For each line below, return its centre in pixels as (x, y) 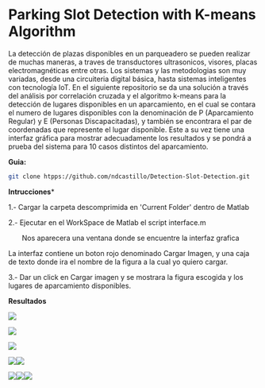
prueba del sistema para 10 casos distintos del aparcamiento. (108, 146)
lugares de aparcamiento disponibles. (70, 285)
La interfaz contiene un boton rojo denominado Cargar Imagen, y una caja (129, 253)
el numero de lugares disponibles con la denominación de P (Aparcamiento (131, 112)
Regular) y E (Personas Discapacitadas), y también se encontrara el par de (130, 121)
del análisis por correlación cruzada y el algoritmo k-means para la (117, 95)
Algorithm (42, 31)
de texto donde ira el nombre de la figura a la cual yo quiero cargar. (118, 262)
